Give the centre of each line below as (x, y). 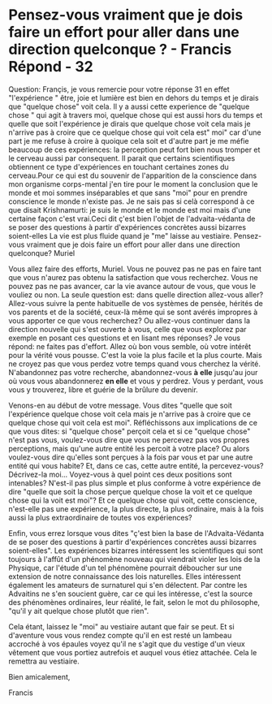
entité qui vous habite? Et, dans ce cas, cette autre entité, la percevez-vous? (136, 465)
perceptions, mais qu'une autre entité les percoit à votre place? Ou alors (129, 448)
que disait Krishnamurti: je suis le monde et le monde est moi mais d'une (130, 209)
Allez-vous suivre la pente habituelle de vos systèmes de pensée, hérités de (136, 303)
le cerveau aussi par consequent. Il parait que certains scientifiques (122, 158)
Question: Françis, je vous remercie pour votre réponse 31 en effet (119, 89)
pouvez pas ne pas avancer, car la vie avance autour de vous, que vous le (132, 286)
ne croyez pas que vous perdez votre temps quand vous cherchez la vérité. (135, 364)
